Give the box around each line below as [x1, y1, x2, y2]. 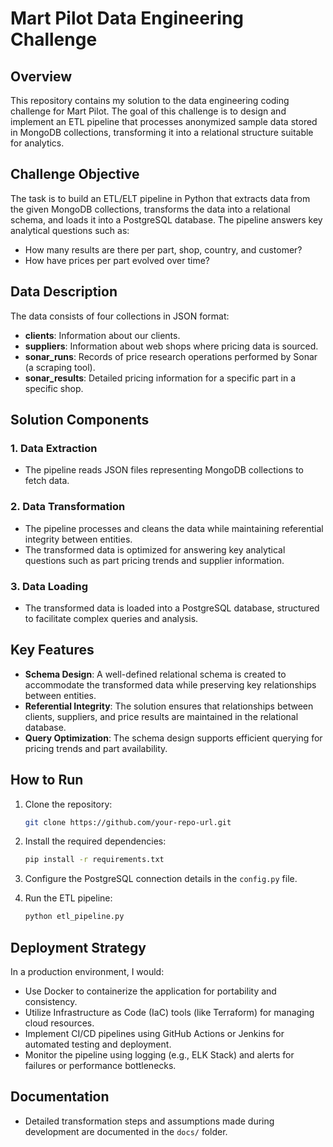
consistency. [24, 995, 78, 1007]
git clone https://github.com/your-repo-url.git [24, 817, 232, 827]
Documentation [10, 1088, 110, 1106]
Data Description [10, 283, 118, 301]
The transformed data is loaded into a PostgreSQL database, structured [24, 602, 320, 614]
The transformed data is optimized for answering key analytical [24, 543, 286, 556]
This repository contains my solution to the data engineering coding [10, 95, 290, 106]
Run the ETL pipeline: [24, 892, 113, 904]
